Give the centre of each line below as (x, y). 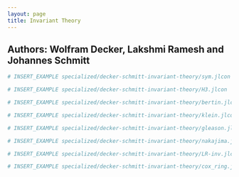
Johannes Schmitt (49, 60)
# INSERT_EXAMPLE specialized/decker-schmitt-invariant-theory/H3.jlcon (117, 90)
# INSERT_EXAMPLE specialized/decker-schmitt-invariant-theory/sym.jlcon (119, 77)
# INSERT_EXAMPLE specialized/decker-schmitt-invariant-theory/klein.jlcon (122, 115)
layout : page (27, 14)
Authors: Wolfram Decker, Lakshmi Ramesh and (116, 49)
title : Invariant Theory (44, 21)
